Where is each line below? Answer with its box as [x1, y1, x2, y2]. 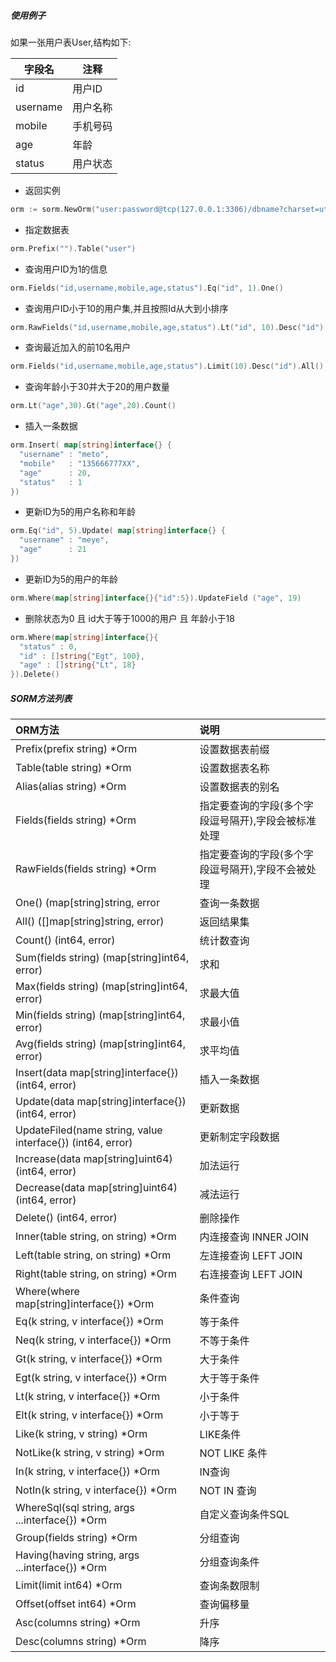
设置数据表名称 [199, 761, 270, 775]
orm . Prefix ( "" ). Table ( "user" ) [10, 243, 137, 254]
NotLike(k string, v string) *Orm [15, 1446, 165, 1460]
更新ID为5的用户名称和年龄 [24, 506, 136, 518]
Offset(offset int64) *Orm [15, 1597, 137, 1611]
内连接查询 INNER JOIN [199, 1230, 310, 1244]
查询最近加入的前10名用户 [24, 341, 132, 354]
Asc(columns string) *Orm [15, 1616, 141, 1630]
